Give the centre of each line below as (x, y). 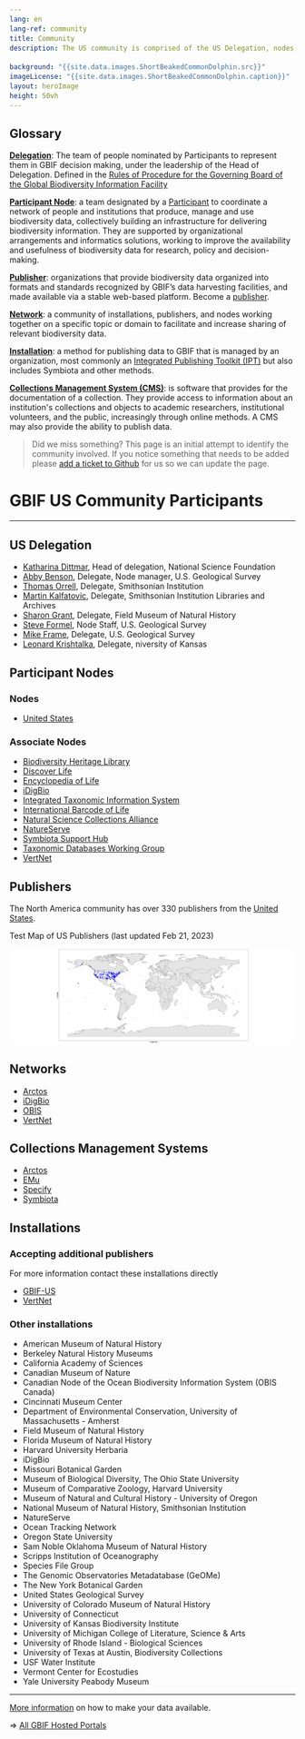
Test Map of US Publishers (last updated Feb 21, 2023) (112, 935)
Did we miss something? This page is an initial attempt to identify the (160, 444)
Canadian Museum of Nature (76, 1373)
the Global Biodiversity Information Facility (89, 184)
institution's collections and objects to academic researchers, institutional (147, 408)
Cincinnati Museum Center (72, 1402)
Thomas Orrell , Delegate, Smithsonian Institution (113, 587)
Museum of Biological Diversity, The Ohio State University (131, 1479)
